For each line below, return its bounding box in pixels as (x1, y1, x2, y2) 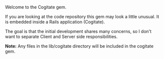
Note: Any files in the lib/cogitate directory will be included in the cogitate (5, 43, 154, 49)
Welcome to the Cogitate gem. (5, 4, 67, 10)
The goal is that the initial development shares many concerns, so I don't (5, 29, 152, 34)
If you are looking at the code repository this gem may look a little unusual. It (5, 14, 160, 19)
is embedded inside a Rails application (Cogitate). (5, 19, 105, 25)
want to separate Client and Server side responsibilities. (5, 34, 118, 39)
